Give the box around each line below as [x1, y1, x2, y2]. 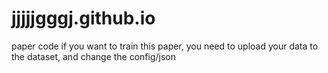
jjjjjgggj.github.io [11, 7, 156, 30]
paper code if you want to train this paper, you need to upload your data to [11, 40, 319, 52]
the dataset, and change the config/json [11, 50, 177, 62]
